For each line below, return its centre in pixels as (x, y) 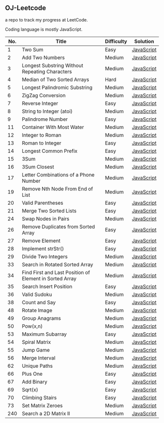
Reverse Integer (40, 103)
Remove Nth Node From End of (57, 189)
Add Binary (35, 381)
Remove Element (41, 240)
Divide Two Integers (45, 256)
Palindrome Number (45, 119)
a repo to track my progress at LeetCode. (46, 20)
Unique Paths (37, 366)
